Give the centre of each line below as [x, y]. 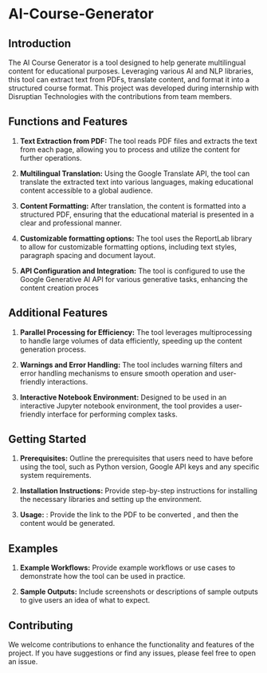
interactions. [68, 381]
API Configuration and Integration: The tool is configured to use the [132, 271]
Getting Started [47, 439]
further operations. [51, 157]
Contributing [41, 625]
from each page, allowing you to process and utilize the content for [130, 149]
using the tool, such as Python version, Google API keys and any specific [139, 467]
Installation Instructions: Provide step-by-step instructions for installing [138, 491]
